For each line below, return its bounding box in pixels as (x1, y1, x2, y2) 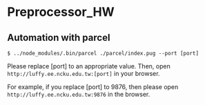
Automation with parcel (7, 32, 110, 44)
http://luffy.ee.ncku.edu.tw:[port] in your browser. (7, 70, 160, 77)
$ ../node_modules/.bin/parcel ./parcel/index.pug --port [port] (7, 50, 199, 57)
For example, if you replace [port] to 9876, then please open (7, 83, 179, 90)
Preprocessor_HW (7, 4, 115, 20)
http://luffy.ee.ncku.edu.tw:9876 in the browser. (7, 90, 150, 98)
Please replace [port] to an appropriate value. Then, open (7, 62, 170, 70)
